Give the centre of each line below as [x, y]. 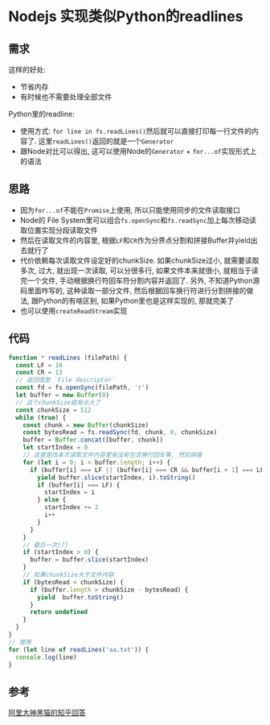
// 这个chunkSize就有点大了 [58, 402]
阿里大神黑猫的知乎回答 [47, 713]
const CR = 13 [39, 373]
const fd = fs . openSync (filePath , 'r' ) [82, 387]
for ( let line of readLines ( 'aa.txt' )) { [79, 649]
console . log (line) [47, 657]
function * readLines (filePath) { [68, 358]
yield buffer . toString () [81, 597]
